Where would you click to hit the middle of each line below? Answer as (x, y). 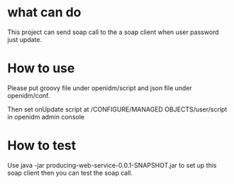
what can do (44, 12)
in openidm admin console (46, 117)
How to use (41, 69)
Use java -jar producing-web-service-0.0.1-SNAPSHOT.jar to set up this (112, 165)
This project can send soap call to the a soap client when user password (113, 32)
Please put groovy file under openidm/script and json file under (100, 88)
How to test (42, 146)
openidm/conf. (29, 95)
